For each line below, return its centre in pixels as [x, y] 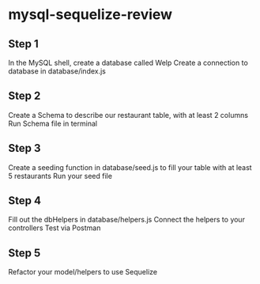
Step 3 [24, 148]
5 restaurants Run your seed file [60, 176]
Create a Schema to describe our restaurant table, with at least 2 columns [128, 115]
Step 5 [24, 253]
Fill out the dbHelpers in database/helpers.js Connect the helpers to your [126, 220]
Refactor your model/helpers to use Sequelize [83, 272]
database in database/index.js [57, 71]
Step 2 [24, 96]
